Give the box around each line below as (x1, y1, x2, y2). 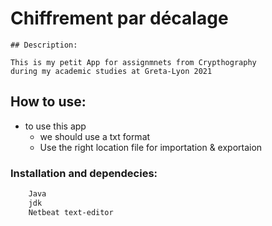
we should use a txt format (39, 130, 151, 142)
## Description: (10, 40, 78, 50)
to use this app (24, 120, 87, 132)
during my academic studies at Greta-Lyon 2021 (10, 66, 213, 76)
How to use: (10, 93, 87, 111)
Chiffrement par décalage (10, 7, 229, 30)
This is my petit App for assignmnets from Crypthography (10, 57, 257, 67)
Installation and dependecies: (10, 166, 158, 180)
